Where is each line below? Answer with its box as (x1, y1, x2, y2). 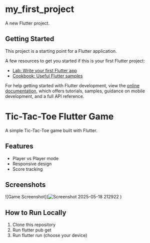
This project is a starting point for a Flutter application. (5, 48, 117, 54)
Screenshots (5, 180, 46, 189)
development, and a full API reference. (5, 93, 84, 99)
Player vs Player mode (12, 155, 59, 161)
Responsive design (12, 161, 52, 167)
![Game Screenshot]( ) (5, 194, 122, 200)
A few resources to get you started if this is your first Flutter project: (5, 58, 145, 64)
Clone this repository (12, 222, 56, 228)
